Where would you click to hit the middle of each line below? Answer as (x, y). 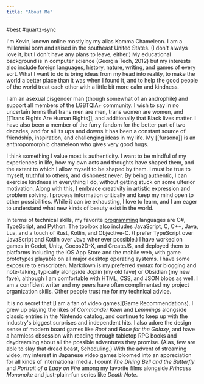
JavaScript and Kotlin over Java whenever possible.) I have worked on (94, 239)
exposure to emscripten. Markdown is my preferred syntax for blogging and (101, 265)
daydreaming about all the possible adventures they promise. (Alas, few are (101, 342)
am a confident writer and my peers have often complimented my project (98, 284)
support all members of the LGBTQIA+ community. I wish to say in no (93, 105)
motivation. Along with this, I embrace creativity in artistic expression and (98, 188)
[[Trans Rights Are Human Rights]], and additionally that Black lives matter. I (101, 118)
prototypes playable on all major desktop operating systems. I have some (98, 259)
